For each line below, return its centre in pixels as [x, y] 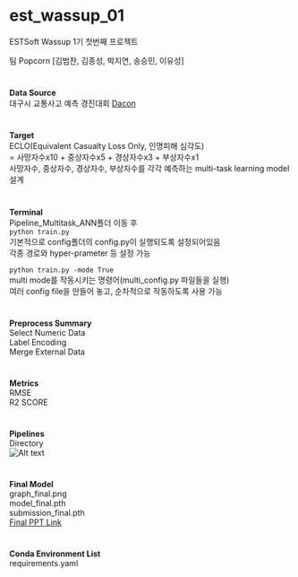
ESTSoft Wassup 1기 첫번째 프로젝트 [74, 41]
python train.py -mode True [62, 270]
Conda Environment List [55, 554]
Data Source [33, 93]
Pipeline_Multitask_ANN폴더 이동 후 [73, 223]
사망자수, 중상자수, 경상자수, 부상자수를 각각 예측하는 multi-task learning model [149, 169]
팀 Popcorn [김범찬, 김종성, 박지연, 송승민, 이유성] [97, 60]
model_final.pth [38, 503]
